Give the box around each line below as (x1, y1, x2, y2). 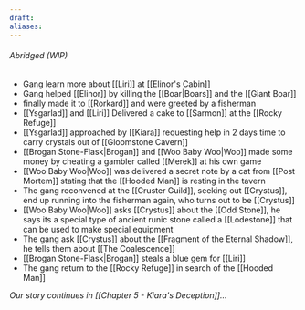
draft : (9, 13, 35, 23)
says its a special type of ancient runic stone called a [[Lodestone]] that (22, 213, 293, 224)
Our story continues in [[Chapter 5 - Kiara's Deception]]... (9, 289, 227, 301)
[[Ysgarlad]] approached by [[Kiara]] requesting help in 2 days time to (22, 127, 286, 138)
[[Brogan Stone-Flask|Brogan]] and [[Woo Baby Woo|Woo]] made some (22, 146, 293, 157)
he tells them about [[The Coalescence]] (22, 243, 175, 253)
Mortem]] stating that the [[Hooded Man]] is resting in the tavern (22, 175, 267, 186)
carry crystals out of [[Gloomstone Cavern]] (22, 136, 189, 147)
